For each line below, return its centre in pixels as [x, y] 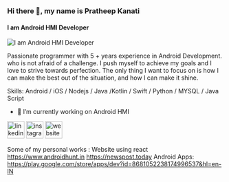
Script [15, 98]
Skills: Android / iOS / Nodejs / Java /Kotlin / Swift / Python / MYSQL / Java [113, 91]
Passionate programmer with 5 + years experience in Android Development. [115, 56]
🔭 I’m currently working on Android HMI [73, 112]
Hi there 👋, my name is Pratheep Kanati [73, 11]
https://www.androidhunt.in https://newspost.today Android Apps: [101, 157]
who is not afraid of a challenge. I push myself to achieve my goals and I [109, 63]
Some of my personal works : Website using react [78, 150]
